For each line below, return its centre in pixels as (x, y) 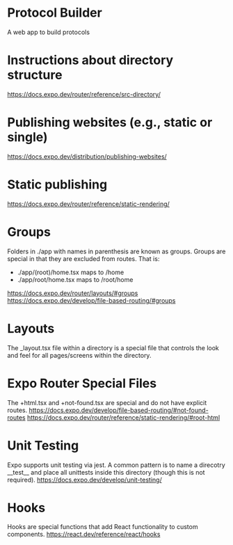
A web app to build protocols (49, 32)
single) (27, 137)
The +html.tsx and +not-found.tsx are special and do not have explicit (107, 402)
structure (35, 75)
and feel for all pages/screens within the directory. (79, 355)
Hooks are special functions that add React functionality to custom (103, 527)
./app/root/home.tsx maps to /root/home (75, 279)
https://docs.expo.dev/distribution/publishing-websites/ (87, 156)
